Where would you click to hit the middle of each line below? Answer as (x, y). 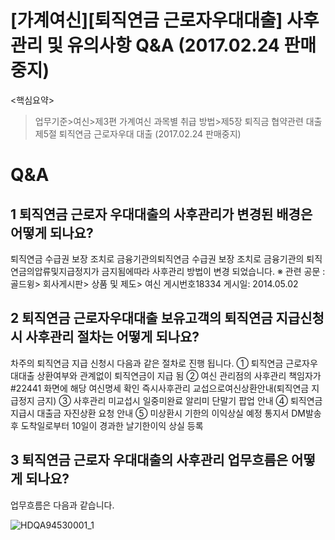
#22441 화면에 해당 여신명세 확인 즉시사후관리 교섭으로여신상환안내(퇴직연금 (160, 388)
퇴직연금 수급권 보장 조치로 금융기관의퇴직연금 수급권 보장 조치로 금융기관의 (157, 258)
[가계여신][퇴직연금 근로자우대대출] (146, 20)
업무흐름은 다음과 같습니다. (62, 505)
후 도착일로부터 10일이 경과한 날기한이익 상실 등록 (107, 425)
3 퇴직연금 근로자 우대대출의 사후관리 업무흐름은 (149, 460)
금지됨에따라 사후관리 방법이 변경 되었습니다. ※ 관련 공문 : (213, 271)
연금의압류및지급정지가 (55, 271)
